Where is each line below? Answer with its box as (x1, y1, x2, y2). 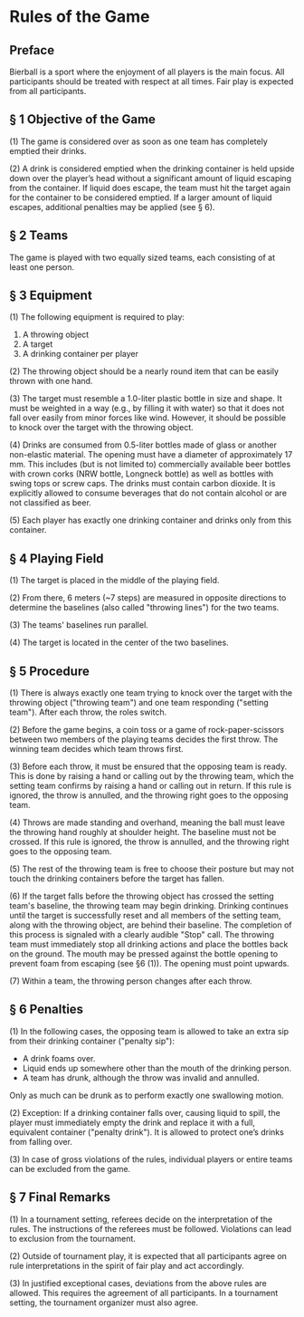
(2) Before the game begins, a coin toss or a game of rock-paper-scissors (9, 725, 285, 735)
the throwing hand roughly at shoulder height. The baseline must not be (9, 827, 277, 838)
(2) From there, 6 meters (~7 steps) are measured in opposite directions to (9, 592, 287, 603)
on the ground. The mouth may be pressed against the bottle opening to (9, 948, 279, 959)
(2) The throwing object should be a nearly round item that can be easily (9, 366, 279, 377)
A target (22, 339, 53, 350)
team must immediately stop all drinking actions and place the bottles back (9, 939, 289, 950)
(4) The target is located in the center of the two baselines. (9, 637, 229, 649)
